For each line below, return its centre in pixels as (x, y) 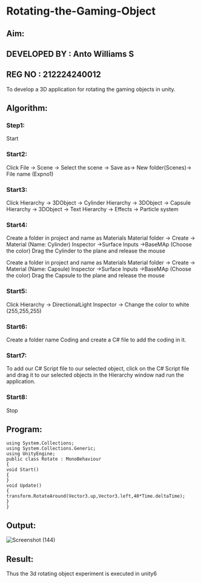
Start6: (17, 326)
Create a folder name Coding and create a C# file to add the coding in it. (96, 340)
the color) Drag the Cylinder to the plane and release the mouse (86, 251)
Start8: (17, 397)
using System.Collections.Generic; (51, 449)
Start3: (17, 189)
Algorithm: (27, 108)
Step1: (16, 125)
